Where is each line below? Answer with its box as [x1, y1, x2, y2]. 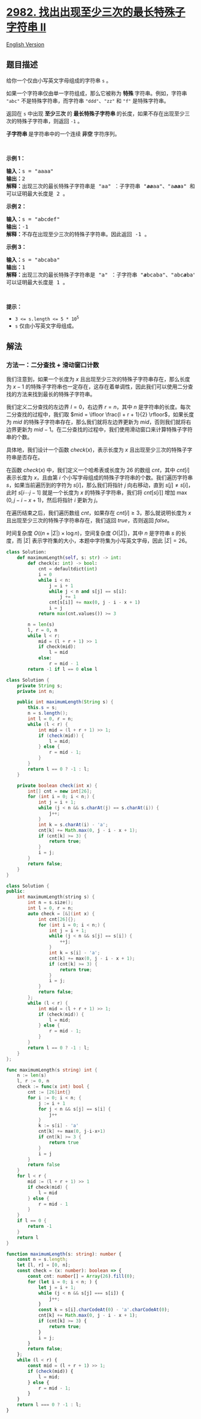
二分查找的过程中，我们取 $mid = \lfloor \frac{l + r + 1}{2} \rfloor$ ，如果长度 [6, 411, 194, 418]
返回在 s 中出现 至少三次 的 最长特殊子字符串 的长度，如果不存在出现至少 [6, 109, 185, 117]
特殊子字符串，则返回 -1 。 [16, 117, 83, 124]
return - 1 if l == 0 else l [28, 666, 98, 672]
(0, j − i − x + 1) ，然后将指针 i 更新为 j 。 [6, 496, 101, 504]
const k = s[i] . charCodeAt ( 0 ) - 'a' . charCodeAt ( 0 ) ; [38, 1307, 170, 1313]
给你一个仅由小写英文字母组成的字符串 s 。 [6, 76, 112, 84]
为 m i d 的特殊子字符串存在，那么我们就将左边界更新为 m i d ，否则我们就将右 [6, 418, 191, 426]
